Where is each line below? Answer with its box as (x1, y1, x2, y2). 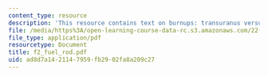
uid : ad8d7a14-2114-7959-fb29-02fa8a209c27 (8, 56, 156, 64)
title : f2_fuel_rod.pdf (8, 48, 88, 56)
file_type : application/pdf (8, 33, 102, 42)
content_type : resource (8, 11, 88, 20)
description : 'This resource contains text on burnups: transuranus (8, 19, 241, 27)
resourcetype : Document (8, 41, 88, 49)
